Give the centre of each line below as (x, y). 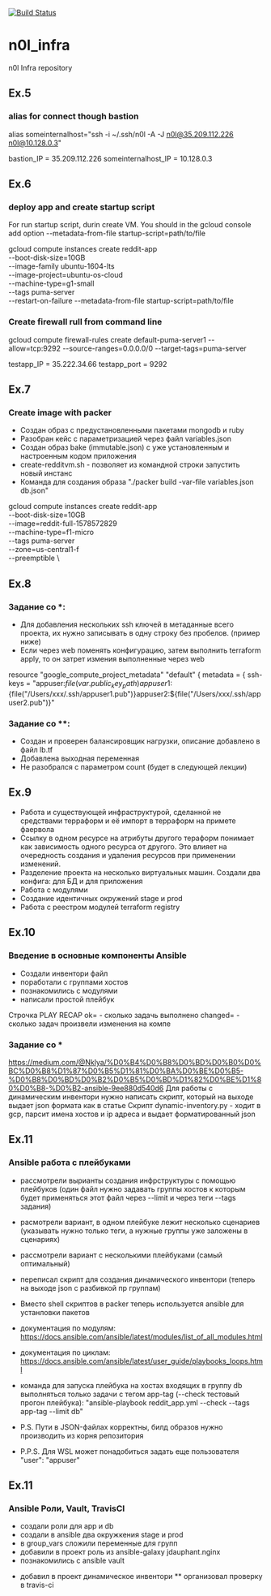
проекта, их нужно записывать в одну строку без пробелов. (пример (140, 632)
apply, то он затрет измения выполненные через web (112, 658)
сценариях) (40, 1239)
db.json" (34, 490)
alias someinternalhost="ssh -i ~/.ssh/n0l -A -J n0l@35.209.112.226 (121, 134)
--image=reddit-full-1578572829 (63, 524)
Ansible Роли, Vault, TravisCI (67, 1508)
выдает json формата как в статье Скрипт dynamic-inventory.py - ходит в (135, 1105)
